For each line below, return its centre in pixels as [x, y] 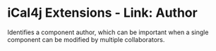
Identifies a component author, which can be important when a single [108, 32]
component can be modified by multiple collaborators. [86, 39]
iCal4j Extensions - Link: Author [102, 13]
